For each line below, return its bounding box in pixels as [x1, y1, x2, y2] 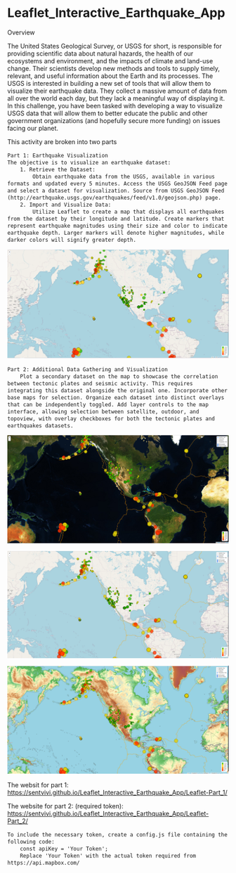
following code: [7, 839, 55, 846]
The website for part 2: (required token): [7, 802, 124, 810]
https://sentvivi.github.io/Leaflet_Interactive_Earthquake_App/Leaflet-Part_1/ [7, 789, 228, 797]
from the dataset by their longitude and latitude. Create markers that [7, 215, 225, 222]
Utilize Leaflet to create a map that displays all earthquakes [32, 208, 225, 215]
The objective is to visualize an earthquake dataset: [7, 159, 171, 166]
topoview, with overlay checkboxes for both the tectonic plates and [7, 415, 216, 422]
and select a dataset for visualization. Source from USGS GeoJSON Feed [7, 187, 225, 194]
